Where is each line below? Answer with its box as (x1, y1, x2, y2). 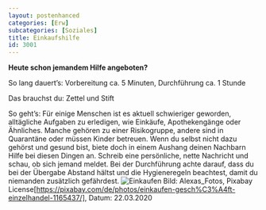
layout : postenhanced (8, 11, 80, 20)
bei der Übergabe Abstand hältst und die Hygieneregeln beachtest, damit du (8, 168, 258, 178)
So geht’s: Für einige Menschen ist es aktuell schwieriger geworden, (8, 109, 232, 119)
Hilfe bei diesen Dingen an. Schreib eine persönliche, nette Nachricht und (8, 151, 249, 161)
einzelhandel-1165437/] (8, 193, 86, 203)
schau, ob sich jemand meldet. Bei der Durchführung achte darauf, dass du (8, 159, 254, 169)
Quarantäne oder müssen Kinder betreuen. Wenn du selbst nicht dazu (8, 134, 237, 143)
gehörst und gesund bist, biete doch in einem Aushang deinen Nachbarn (8, 143, 246, 152)
